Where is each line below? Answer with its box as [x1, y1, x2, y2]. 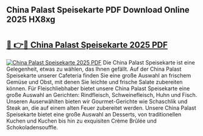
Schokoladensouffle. [6, 124, 59, 131]
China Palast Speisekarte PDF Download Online [6, 5, 190, 15]
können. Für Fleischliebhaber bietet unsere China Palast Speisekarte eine [6, 85, 190, 92]
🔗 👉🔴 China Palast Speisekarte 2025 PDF [6, 40, 168, 50]
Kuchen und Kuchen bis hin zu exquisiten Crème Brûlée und [6, 117, 157, 124]
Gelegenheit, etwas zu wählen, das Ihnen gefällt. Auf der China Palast [6, 65, 182, 73]
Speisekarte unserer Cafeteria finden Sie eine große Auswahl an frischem [6, 72, 191, 79]
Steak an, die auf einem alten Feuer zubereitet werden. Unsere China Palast [6, 104, 196, 112]
